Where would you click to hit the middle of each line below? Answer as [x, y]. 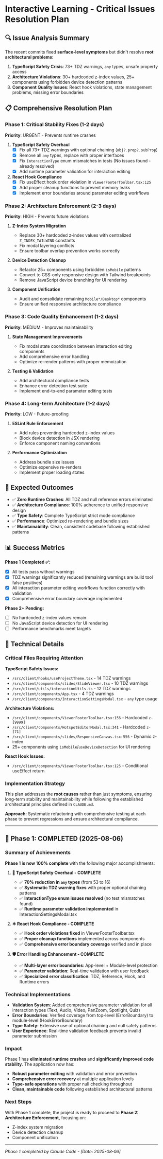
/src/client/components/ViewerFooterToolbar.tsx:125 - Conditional [80, 766]
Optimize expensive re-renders [50, 467]
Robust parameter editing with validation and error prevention [74, 1074]
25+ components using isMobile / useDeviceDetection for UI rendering [81, 747]
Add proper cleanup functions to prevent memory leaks [75, 187]
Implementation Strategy [35, 783]
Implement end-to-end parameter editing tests [66, 391]
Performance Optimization [39, 453]
